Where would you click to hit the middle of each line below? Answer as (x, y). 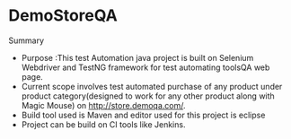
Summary (26, 40)
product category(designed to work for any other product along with (148, 96)
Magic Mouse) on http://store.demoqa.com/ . (103, 105)
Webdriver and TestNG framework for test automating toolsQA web (145, 67)
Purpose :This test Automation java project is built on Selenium (137, 57)
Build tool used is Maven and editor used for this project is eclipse (143, 115)
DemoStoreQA (63, 16)
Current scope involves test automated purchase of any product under (152, 86)
